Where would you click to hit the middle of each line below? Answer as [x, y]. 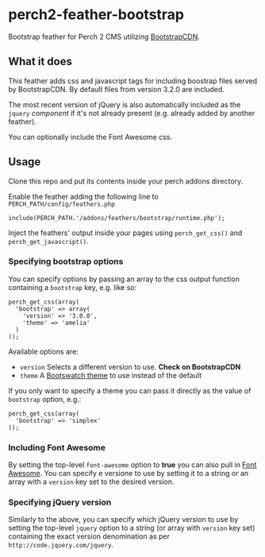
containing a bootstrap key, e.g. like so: [73, 287]
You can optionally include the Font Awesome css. [90, 137]
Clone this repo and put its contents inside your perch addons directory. [126, 181]
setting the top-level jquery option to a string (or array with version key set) [132, 528]
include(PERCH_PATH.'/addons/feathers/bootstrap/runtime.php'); [117, 218]
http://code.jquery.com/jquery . [61, 545]
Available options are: [44, 351]
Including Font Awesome [57, 447]
